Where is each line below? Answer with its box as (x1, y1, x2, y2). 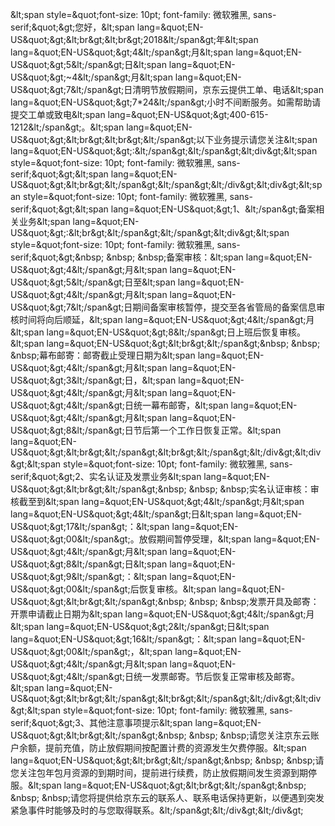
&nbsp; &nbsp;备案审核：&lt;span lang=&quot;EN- (106, 251, 313, 263)
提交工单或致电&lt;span (10, 109, 106, 120)
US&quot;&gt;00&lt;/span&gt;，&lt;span (10, 646, 173, 657)
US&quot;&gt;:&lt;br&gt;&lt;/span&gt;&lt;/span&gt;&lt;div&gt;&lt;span (10, 227, 290, 238)
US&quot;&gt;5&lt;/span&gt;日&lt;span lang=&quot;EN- (10, 59, 236, 70)
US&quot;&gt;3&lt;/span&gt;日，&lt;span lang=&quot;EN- (10, 374, 245, 386)
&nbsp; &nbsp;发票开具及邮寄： (188, 596, 320, 607)
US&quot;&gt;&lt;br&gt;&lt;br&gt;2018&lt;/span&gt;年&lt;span (10, 34, 259, 45)
